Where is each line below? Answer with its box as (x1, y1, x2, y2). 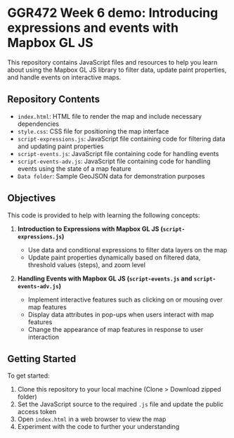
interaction (27, 333, 60, 341)
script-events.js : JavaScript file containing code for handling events (17, 149, 219, 157)
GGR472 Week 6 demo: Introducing (7, 5, 219, 21)
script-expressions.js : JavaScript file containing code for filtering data (17, 134, 226, 143)
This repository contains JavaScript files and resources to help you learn (7, 58, 218, 66)
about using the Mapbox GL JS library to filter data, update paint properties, (7, 65, 227, 74)
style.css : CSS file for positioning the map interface (17, 127, 169, 135)
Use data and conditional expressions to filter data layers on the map (27, 245, 228, 254)
